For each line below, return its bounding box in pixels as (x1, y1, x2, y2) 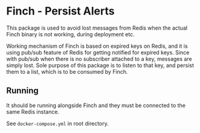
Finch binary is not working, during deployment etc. (6, 30, 135, 37)
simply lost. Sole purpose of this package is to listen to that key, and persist (6, 62, 195, 69)
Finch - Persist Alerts (6, 4, 115, 18)
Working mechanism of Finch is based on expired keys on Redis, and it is (6, 42, 189, 50)
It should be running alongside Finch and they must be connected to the (6, 102, 186, 109)
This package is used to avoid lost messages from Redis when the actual (6, 24, 188, 31)
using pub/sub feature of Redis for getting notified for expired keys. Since (6, 48, 190, 56)
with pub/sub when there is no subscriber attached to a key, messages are (6, 55, 192, 62)
